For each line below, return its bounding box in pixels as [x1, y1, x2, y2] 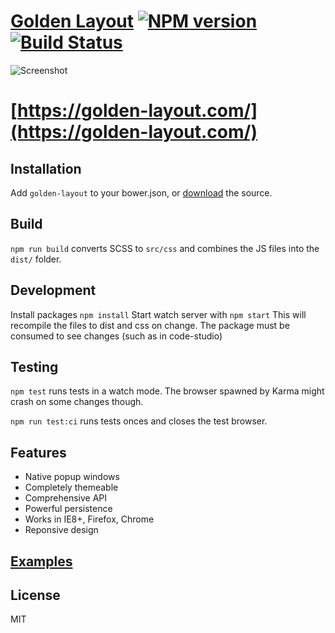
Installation [10, 160, 82, 177]
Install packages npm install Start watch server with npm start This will [10, 308, 307, 320]
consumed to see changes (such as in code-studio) [10, 330, 223, 342]
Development [10, 282, 97, 299]
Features [10, 444, 67, 461]
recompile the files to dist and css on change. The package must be [10, 319, 290, 331]
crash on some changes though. [10, 396, 144, 408]
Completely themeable [24, 481, 119, 494]
